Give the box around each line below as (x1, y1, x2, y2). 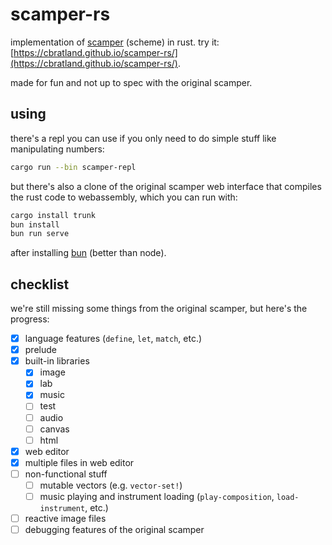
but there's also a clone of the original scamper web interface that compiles (10, 180, 322, 192)
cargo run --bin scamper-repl (10, 162, 137, 172)
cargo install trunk (10, 210, 97, 220)
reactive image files (24, 513, 107, 524)
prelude (24, 344, 57, 356)
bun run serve (10, 229, 70, 239)
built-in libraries (24, 355, 90, 367)
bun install (10, 219, 60, 230)
